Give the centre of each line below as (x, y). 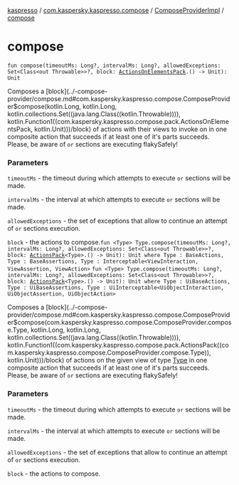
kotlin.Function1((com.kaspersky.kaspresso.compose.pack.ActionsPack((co (118, 345)
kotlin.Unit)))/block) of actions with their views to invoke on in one (131, 129)
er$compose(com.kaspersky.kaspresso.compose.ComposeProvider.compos (119, 323)
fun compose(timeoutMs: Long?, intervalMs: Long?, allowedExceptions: (114, 66)
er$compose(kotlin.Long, (44, 106)
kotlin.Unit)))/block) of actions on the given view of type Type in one (107, 360)
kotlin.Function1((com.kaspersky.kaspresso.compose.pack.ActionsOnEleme (118, 121)
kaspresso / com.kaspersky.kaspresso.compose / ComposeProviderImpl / (116, 10)
